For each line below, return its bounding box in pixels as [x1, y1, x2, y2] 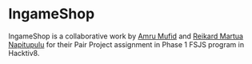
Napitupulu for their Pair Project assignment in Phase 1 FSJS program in [8, 39, 245, 49]
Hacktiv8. [8, 48, 40, 58]
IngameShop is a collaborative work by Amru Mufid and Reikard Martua [8, 31, 244, 41]
